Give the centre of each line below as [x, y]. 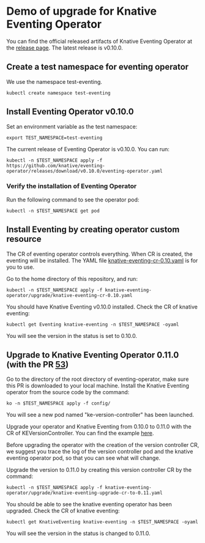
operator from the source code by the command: [68, 392]
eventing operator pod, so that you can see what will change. [84, 458]
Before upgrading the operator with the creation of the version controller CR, [103, 445]
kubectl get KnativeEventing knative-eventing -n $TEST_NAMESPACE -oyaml [102, 522]
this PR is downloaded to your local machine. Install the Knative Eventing [98, 386]
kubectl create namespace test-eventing [59, 93]
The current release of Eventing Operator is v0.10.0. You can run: [88, 149]
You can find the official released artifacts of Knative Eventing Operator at [99, 41]
